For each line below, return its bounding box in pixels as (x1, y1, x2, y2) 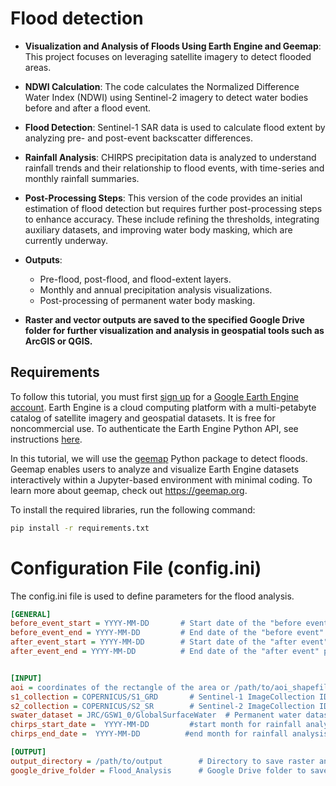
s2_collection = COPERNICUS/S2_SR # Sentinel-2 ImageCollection (10, 701, 315, 711)
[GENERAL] (10, 609, 52, 619)
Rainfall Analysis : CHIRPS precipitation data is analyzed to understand (24, 151, 317, 163)
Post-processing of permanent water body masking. (39, 294, 256, 306)
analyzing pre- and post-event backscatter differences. (24, 132, 253, 144)
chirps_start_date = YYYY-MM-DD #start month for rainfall (10, 720, 302, 730)
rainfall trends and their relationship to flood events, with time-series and (24, 162, 325, 174)
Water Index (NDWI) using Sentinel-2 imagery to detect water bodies (24, 91, 309, 103)
